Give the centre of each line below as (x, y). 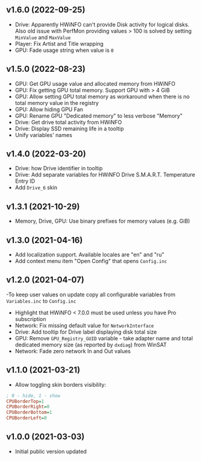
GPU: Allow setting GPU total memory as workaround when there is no (102, 97)
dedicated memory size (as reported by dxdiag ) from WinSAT (91, 345)
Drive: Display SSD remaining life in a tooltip (70, 129)
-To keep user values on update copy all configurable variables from (91, 294)
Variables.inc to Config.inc (41, 300)
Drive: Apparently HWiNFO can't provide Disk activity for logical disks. (102, 24)
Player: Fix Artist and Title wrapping (59, 43)
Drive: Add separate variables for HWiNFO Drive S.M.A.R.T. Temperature (105, 175)
